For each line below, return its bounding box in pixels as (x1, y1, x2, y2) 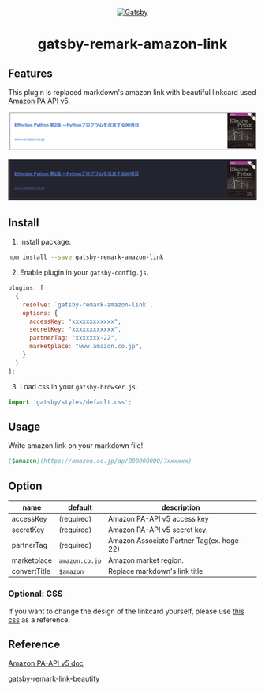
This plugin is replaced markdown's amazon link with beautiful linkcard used (8, 88, 256, 97)
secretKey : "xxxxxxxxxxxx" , (28, 325, 122, 334)
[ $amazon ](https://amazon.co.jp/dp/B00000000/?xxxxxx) (8, 458, 192, 465)
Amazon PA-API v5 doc (8, 659, 84, 668)
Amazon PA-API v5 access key (107, 514, 209, 523)
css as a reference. (8, 614, 71, 625)
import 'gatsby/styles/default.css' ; (8, 398, 132, 406)
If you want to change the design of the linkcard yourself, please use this (8, 606, 244, 616)
